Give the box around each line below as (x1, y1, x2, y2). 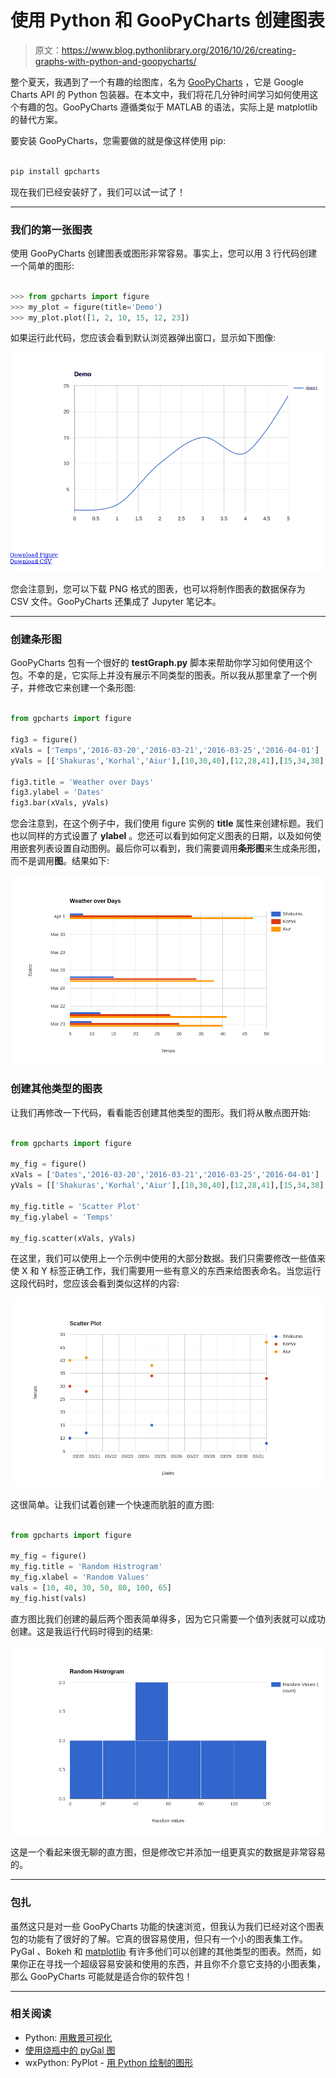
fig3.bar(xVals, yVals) (10, 798, 110, 808)
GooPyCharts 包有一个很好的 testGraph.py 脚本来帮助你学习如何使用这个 (10, 657, 313, 669)
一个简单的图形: (10, 259, 75, 271)
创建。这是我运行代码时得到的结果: (10, 1625, 154, 1637)
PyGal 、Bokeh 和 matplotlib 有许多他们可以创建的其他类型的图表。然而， (10, 1945, 313, 1957)
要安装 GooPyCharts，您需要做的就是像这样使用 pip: (10, 134, 227, 146)
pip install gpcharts (10, 166, 101, 176)
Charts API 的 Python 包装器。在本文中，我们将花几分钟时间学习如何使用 (10, 88, 310, 100)
